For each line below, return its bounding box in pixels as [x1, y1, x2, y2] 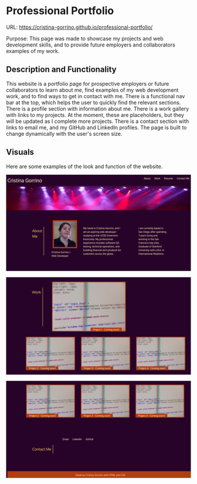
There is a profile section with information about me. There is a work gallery [6, 105, 189, 112]
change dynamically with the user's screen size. [6, 130, 123, 137]
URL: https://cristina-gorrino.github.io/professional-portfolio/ [6, 24, 153, 31]
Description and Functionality [6, 65, 117, 75]
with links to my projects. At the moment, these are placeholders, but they [6, 111, 185, 118]
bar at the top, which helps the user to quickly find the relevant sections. [6, 99, 181, 106]
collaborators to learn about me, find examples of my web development [6, 86, 179, 94]
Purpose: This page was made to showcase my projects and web [6, 35, 164, 42]
